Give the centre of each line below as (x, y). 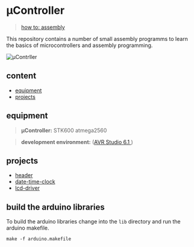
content (21, 76)
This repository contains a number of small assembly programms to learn (97, 39)
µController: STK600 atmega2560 (64, 130)
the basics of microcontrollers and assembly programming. (80, 45)
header (24, 175)
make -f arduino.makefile (39, 239)
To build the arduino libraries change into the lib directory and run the (93, 222)
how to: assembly (43, 27)
